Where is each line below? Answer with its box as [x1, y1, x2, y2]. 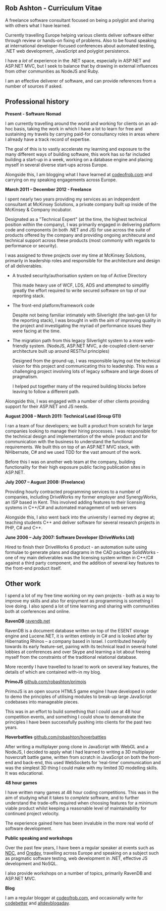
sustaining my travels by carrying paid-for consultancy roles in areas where [5, 131, 160, 137]
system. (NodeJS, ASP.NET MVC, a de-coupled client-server [29, 343, 154, 349]
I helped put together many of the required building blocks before [12, 383, 146, 389]
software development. [5, 825, 53, 831]
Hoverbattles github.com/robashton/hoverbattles [5, 734, 107, 740]
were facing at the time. [12, 328, 61, 334]
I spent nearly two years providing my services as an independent [5, 196, 140, 202]
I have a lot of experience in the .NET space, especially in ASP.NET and [5, 57, 151, 64]
